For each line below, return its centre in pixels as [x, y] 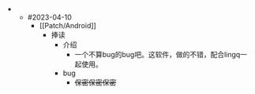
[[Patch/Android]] [67, 25]
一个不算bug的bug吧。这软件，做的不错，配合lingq [157, 54]
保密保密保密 [96, 82]
